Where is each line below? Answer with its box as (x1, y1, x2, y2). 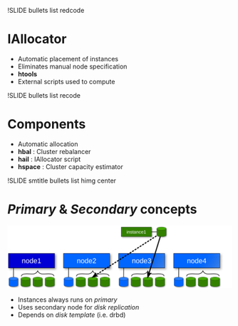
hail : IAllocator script (17, 155, 81, 163)
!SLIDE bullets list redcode (7, 6, 85, 14)
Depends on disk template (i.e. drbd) (17, 310, 126, 320)
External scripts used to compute (17, 77, 115, 86)
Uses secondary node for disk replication (17, 303, 140, 312)
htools (17, 69, 38, 78)
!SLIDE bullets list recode (7, 91, 81, 99)
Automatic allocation (17, 139, 78, 148)
